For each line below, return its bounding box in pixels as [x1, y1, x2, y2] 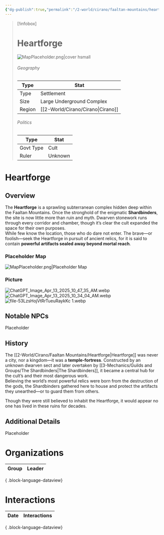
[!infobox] [17, 21, 37, 26]
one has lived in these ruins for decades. [5, 403, 87, 409]
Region [19, 106, 36, 112]
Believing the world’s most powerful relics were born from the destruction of [5, 378, 159, 384]
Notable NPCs [5, 312, 49, 320]
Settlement [40, 90, 66, 97]
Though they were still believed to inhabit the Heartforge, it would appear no [5, 398, 159, 404]
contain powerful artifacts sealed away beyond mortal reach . [5, 241, 131, 246]
